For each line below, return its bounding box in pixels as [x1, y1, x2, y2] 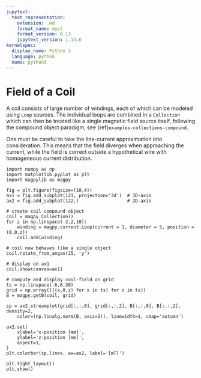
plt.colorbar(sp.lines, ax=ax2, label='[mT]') [6, 350, 125, 356]
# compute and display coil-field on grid [6, 277, 114, 283]
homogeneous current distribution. [6, 154, 92, 162]
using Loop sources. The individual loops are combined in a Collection [6, 111, 181, 118]
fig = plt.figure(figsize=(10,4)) [6, 187, 93, 194]
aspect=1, [17, 340, 42, 346]
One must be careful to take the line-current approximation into [6, 136, 163, 143]
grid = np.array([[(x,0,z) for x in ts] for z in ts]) [6, 287, 146, 293]
